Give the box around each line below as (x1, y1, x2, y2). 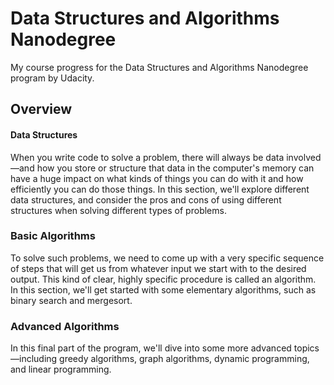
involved (286, 151, 322, 163)
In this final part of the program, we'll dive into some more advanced (10, 342, 292, 354)
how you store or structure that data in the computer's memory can (36, 162, 315, 174)
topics (293, 342, 320, 354)
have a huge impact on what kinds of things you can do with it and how (10, 172, 304, 184)
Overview (10, 101, 73, 118)
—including (10, 353, 58, 365)
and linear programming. (10, 363, 112, 376)
